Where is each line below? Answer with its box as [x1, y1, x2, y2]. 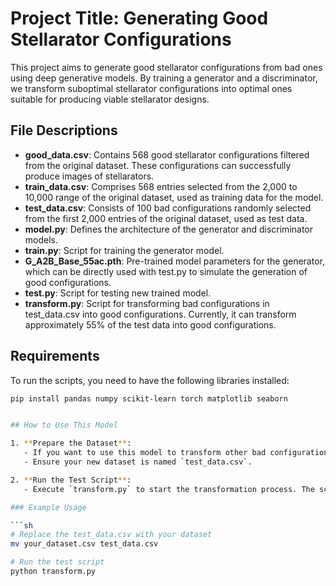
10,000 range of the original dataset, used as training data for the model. [24, 191, 324, 203]
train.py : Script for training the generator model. [24, 244, 225, 256]
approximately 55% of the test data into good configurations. [24, 318, 277, 331]
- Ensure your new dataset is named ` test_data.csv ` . [23, 457, 253, 467]
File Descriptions [10, 122, 118, 139]
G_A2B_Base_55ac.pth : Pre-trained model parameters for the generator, [24, 255, 325, 267]
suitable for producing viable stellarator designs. [10, 93, 210, 105]
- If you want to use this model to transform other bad [23, 448, 267, 458]
